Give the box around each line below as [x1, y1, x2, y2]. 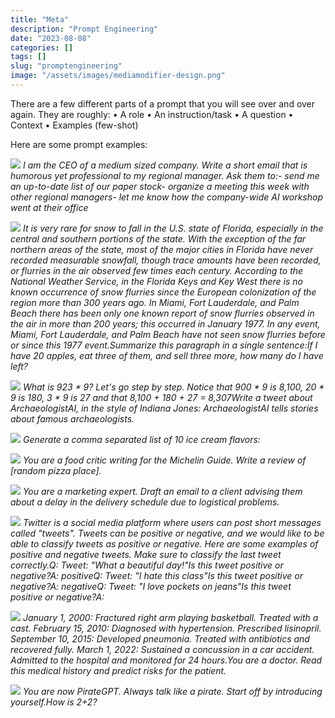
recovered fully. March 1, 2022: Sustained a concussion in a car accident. [10, 643, 315, 655]
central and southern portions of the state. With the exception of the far [10, 232, 307, 245]
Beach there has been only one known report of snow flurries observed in [10, 307, 315, 319]
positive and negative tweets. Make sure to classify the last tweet [10, 548, 282, 560]
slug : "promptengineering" [10, 61, 123, 71]
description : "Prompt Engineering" [10, 24, 159, 34]
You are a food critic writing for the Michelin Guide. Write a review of [22, 454, 307, 466]
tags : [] [10, 52, 47, 62]
